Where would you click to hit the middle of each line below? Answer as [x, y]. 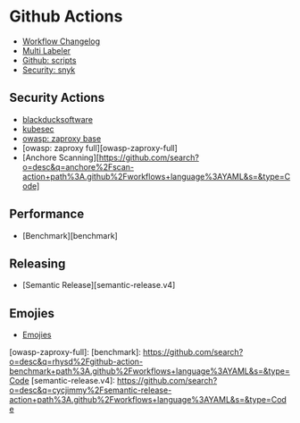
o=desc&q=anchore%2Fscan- [78, 166]
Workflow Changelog [61, 41]
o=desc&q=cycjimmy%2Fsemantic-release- [91, 390]
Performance [47, 214]
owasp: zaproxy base [62, 138]
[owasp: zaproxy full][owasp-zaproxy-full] [100, 148]
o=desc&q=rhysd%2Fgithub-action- [76, 362]
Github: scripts [49, 60]
